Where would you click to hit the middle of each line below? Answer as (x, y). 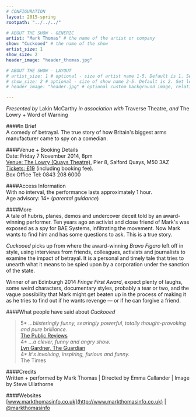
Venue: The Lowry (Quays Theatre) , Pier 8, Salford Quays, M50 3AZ (87, 162)
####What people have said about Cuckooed (61, 312)
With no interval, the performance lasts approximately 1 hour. (79, 192)
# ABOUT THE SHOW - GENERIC (40, 33)
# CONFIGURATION (26, 11)
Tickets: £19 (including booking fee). (50, 168)
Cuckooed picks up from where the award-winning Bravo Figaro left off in (95, 246)
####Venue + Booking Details (42, 150)
